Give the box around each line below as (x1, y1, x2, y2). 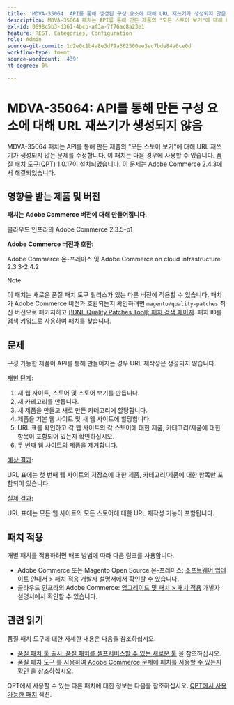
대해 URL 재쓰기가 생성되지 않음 (32, 118, 203, 133)
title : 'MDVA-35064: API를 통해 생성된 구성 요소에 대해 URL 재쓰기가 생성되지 (7, 10, 214, 17)
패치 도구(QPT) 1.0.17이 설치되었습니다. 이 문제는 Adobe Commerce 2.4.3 (14, 160, 217, 168)
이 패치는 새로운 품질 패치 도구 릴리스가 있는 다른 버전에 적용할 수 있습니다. (7, 291, 210, 299)
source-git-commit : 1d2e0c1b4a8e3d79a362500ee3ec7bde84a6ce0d (7, 43, 192, 50)
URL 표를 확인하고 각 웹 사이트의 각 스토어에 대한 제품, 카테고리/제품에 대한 (17, 423, 221, 432)
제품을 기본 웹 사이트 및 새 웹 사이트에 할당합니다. (17, 415, 151, 423)
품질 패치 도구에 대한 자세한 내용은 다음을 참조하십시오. (7, 634, 156, 642)
